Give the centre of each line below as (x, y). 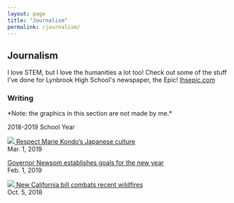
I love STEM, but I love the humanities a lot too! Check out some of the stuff (117, 73)
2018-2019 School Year (41, 127)
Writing (21, 98)
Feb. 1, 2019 (25, 171)
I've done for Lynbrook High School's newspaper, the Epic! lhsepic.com (111, 80)
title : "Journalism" (38, 20)
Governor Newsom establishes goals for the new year (86, 163)
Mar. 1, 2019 (25, 149)
